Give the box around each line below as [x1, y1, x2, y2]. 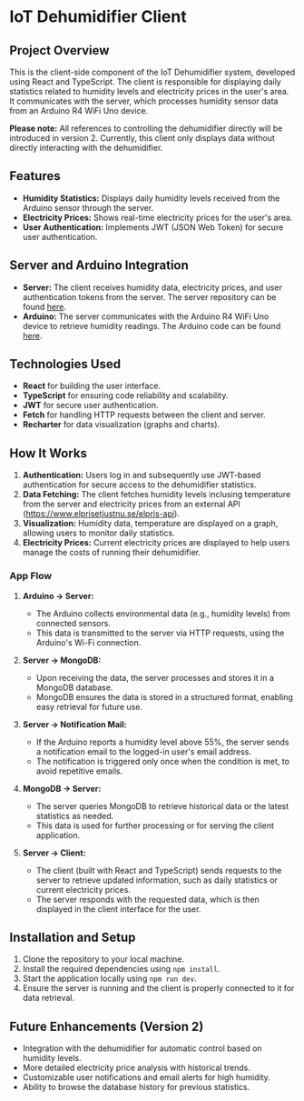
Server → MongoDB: [22, 655, 102, 666]
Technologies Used [9, 356, 121, 372]
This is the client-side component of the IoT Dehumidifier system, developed [9, 66, 296, 77]
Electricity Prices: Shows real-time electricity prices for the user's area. [22, 212, 293, 223]
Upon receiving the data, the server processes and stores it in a [35, 672, 275, 683]
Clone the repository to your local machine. [22, 954, 184, 965]
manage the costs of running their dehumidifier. [22, 547, 201, 558]
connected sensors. [35, 617, 112, 628]
